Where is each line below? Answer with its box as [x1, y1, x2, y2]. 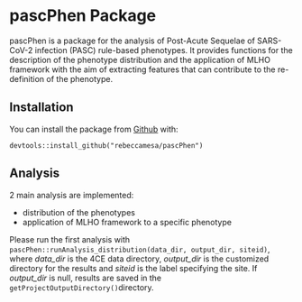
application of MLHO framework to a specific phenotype [22, 216, 233, 227]
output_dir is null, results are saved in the [9, 272, 162, 283]
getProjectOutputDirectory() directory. [9, 281, 155, 293]
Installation [9, 100, 74, 115]
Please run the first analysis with [9, 233, 131, 244]
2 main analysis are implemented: [9, 189, 134, 200]
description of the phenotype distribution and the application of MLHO [9, 54, 270, 65]
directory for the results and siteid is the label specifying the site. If [9, 262, 258, 273]
